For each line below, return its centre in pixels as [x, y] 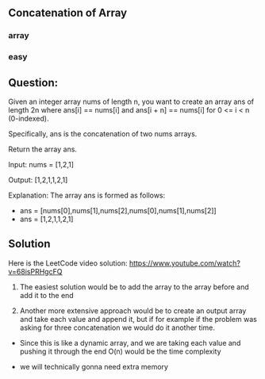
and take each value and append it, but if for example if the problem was [138, 319]
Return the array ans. [43, 149]
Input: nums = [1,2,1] [41, 165]
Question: [33, 82]
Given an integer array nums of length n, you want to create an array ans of [131, 101]
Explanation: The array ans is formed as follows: [87, 195]
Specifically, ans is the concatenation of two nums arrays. [103, 134]
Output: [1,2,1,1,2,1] [38, 180]
